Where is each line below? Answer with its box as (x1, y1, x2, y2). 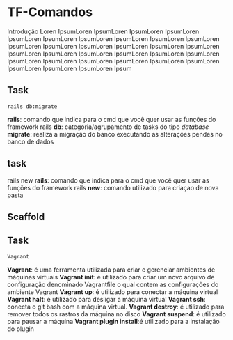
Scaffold (7, 210, 45, 223)
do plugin (7, 325, 35, 333)
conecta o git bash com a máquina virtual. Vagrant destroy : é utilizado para (7, 302, 225, 311)
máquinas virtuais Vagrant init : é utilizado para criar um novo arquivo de (7, 272, 215, 281)
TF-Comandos (7, 4, 93, 20)
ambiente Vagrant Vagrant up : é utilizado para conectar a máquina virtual (7, 287, 218, 296)
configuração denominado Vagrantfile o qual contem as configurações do (7, 280, 219, 288)
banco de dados (7, 137, 54, 146)
